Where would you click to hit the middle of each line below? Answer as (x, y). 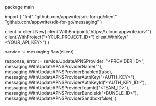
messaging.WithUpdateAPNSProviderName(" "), (54, 67)
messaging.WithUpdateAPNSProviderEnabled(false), (59, 72)
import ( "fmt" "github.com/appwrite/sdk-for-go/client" (61, 17)
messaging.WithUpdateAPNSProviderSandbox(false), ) (61, 98)
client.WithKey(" (112, 37)
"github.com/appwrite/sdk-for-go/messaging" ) (53, 22)
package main (20, 7)
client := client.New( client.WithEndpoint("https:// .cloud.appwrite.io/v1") (78, 31)
